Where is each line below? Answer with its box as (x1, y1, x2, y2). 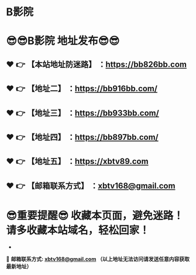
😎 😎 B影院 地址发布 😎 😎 (6, 35, 120, 47)
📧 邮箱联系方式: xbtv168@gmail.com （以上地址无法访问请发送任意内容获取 (6, 255, 190, 262)
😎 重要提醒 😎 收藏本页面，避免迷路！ (6, 209, 184, 222)
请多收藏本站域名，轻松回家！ (6, 224, 150, 237)
